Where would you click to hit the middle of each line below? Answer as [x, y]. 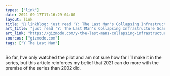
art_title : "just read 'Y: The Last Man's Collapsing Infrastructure [80, 29]
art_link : [16, 33]
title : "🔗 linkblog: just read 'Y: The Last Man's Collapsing [72, 24]
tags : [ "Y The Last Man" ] [32, 43]
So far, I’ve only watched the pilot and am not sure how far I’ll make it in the [83, 57]
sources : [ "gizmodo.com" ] [32, 39]
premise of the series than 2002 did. [43, 68]
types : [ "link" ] [22, 10]
